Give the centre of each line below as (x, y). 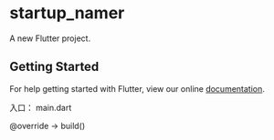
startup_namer (67, 13)
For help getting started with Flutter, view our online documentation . (137, 88)
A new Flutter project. (50, 38)
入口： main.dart (41, 107)
